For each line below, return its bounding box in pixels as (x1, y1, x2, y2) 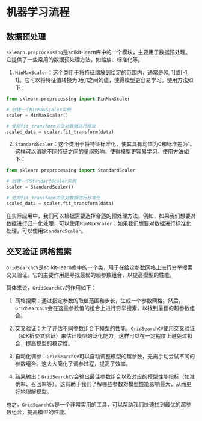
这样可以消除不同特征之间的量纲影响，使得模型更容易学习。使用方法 (14, 148, 184, 155)
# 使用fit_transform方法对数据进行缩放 (6, 123, 96, 129)
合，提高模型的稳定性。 (14, 340, 73, 347)
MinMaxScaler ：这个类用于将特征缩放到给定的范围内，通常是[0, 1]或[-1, (14, 69, 189, 76)
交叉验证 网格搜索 (6, 246, 72, 257)
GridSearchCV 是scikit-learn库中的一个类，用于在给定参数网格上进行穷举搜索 (6, 263, 193, 271)
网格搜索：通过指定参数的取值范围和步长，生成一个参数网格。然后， (14, 296, 184, 304)
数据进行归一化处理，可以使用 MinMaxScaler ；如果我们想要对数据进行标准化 (6, 219, 191, 226)
